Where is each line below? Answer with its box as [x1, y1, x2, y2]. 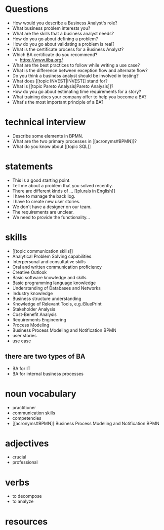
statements [5, 161, 53, 172]
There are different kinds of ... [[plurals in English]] [12, 188, 115, 194]
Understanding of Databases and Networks [12, 285, 101, 291]
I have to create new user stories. [12, 198, 81, 204]
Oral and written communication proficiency [12, 264, 102, 270]
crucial [12, 454, 26, 460]
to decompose [12, 493, 42, 499]
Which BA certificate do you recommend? [12, 51, 98, 58]
